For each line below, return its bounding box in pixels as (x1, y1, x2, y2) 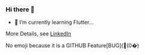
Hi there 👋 (5, 5, 35, 14)
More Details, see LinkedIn (5, 30, 71, 37)
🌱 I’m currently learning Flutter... (14, 19, 94, 26)
